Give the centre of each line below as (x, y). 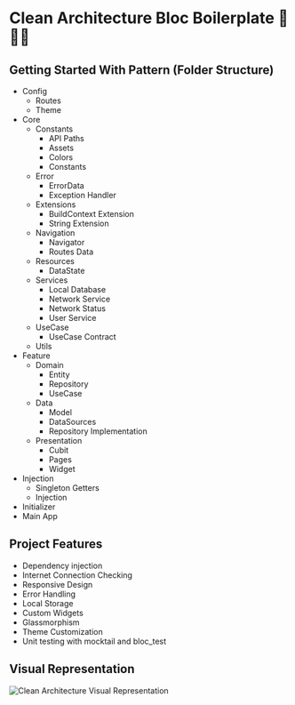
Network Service (80, 299)
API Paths (66, 138)
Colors (61, 157)
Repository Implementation (98, 431)
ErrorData (66, 185)
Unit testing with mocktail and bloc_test (94, 641)
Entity (59, 374)
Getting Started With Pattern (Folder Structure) (142, 70)
